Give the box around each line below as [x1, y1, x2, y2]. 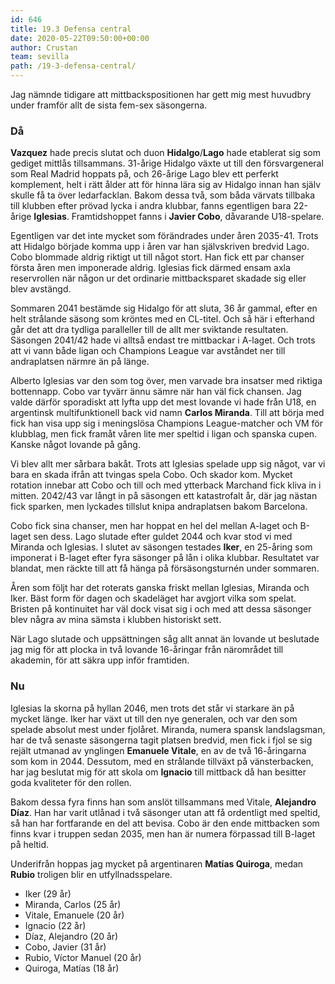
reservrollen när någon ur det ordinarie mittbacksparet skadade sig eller [10, 272, 307, 285]
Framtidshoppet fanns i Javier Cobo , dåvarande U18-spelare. [71, 211, 325, 223]
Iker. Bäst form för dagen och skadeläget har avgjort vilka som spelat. [10, 592, 297, 605]
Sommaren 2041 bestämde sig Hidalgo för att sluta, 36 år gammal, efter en [10, 302, 318, 315]
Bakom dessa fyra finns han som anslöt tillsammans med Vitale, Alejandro [10, 796, 317, 808]
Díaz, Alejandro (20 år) [24, 930, 119, 942]
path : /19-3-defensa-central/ [10, 61, 137, 71]
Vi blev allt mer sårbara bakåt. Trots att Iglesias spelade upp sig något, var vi [10, 458, 326, 470]
